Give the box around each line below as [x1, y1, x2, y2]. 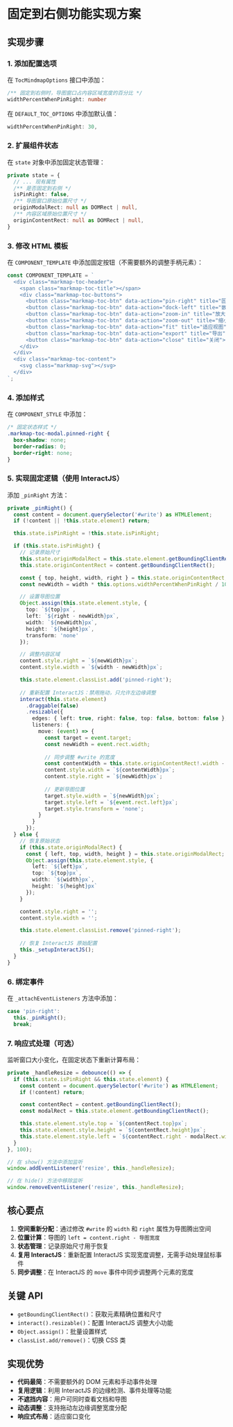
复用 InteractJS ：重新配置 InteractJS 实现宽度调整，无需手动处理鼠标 [17, 1250, 216, 1259]
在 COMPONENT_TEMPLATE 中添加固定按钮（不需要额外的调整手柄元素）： [7, 258, 203, 266]
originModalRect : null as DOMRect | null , [13, 204, 138, 211]
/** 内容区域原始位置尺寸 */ [13, 211, 87, 218]
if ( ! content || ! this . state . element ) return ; [13, 517, 150, 524]
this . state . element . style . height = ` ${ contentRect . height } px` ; [19, 1127, 207, 1134]
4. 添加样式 [7, 392, 44, 402]
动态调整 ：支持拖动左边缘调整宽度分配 [17, 1403, 127, 1412]
